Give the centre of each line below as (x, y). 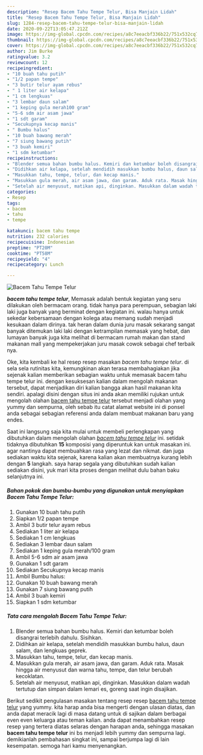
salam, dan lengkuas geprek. (51, 650)
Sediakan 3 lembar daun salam (54, 544)
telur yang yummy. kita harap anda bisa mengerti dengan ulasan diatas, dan (101, 707)
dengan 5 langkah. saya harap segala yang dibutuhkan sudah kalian (91, 464)
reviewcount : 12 (27, 62)
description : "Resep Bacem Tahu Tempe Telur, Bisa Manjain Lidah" (92, 12)
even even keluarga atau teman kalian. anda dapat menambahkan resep (96, 720)
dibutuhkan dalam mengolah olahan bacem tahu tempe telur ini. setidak (96, 438)
